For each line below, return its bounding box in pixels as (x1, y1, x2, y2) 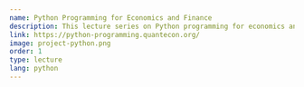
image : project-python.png (9, 38, 111, 48)
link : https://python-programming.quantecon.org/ (9, 30, 201, 39)
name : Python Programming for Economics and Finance (9, 13, 213, 23)
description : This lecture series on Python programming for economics (9, 22, 285, 31)
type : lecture (9, 55, 63, 64)
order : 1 (9, 47, 43, 56)
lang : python (9, 64, 59, 73)
